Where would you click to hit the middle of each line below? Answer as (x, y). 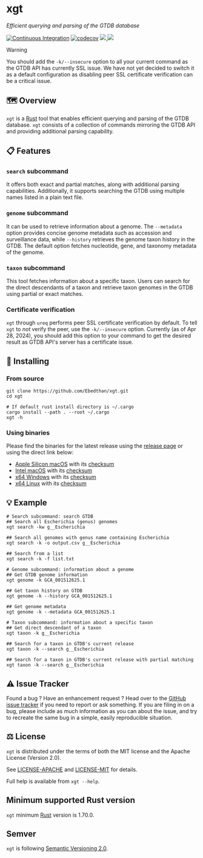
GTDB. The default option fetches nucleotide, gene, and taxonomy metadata (101, 246)
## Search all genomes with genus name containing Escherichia (88, 538)
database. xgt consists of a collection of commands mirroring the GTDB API (101, 125)
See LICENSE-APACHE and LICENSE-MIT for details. (72, 769)
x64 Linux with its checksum (51, 483)
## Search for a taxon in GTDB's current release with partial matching (100, 660)
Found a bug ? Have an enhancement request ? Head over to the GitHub (96, 698)
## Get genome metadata (36, 607)
